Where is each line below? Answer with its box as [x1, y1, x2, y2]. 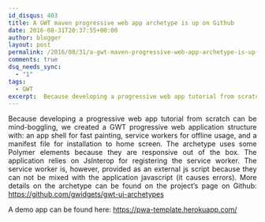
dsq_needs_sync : [8, 63, 62, 71]
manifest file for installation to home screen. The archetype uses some [8, 139, 257, 149]
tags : [8, 77, 26, 85]
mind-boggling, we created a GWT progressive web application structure [8, 122, 257, 132]
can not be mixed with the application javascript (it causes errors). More [8, 173, 257, 182]
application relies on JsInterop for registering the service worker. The [8, 156, 257, 166]
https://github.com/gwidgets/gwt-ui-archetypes [8, 190, 164, 199]
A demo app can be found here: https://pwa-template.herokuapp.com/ [8, 205, 238, 214]
